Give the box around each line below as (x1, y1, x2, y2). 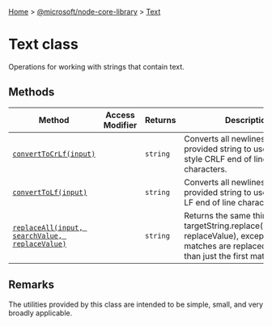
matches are (183, 240, 232, 252)
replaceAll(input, (12, 222, 83, 232)
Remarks (8, 278, 55, 292)
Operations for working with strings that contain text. (8, 61, 185, 71)
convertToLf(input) (12, 188, 87, 197)
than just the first (183, 250, 249, 261)
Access (104, 109, 135, 121)
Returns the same (183, 210, 251, 221)
